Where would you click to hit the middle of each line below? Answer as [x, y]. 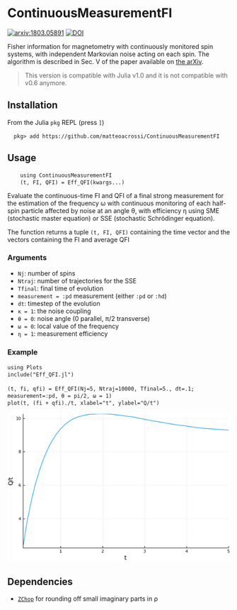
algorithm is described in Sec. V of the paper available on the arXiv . [105, 61]
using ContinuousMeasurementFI [66, 175]
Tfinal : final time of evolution [60, 288]
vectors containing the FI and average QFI [68, 239]
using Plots [25, 368]
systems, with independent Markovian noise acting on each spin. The [109, 54]
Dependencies [40, 581]
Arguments [27, 258]
